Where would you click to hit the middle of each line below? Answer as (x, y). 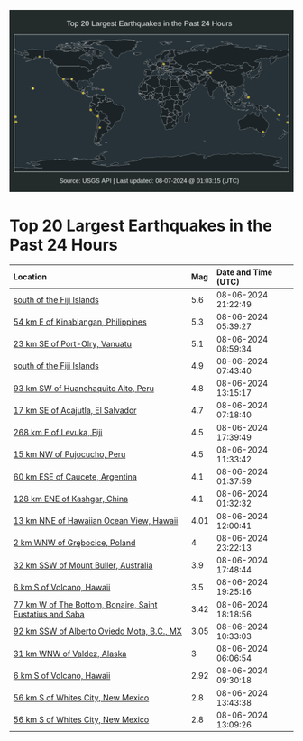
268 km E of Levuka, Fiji (58, 433)
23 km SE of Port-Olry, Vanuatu (73, 344)
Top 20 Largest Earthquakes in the (141, 225)
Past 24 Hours (64, 245)
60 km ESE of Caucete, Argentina (75, 476)
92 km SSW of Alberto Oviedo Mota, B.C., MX (97, 631)
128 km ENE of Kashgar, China (71, 499)
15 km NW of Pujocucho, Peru (69, 454)
